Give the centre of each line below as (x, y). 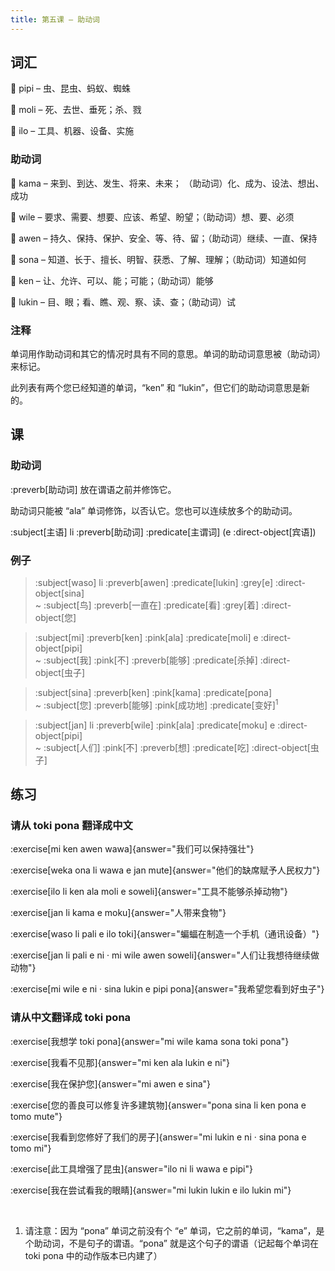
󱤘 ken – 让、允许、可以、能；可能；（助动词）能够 (112, 280)
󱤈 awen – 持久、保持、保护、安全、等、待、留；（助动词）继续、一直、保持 (164, 238)
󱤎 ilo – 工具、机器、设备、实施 (72, 131)
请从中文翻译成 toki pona (71, 1018)
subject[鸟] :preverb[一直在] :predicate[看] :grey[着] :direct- (169, 605)
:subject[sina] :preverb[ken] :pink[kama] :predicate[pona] (153, 693)
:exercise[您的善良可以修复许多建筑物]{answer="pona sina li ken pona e (158, 1105)
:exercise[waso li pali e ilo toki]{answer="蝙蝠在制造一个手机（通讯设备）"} (165, 934)
